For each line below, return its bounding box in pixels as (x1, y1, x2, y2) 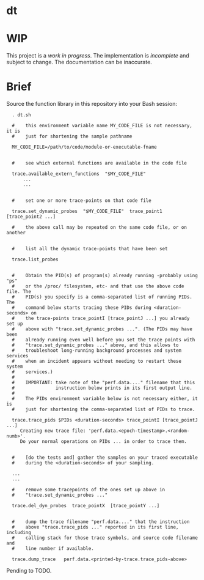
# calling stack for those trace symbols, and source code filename (12, 535, 199, 541)
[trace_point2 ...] (6, 214, 56, 220)
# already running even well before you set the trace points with (12, 337, 195, 343)
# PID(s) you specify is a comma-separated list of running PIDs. (12, 294, 192, 300)
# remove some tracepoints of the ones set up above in (12, 487, 166, 493)
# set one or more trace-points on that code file (12, 198, 151, 204)
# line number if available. (12, 546, 95, 552)
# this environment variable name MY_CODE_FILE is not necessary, (12, 123, 192, 129)
